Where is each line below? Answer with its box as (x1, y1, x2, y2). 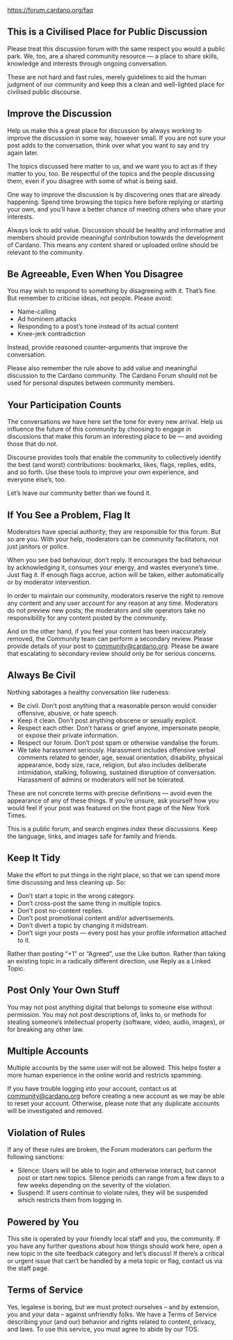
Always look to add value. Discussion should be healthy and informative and (7, 226, 226, 234)
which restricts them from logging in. (17, 1196, 123, 1204)
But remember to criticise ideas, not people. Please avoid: (7, 294, 172, 302)
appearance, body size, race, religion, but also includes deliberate (17, 760, 207, 768)
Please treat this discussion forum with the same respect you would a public (7, 45, 226, 53)
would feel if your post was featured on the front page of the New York (7, 803, 210, 812)
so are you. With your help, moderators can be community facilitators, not (7, 535, 219, 544)
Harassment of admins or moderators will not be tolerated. (17, 775, 186, 784)
